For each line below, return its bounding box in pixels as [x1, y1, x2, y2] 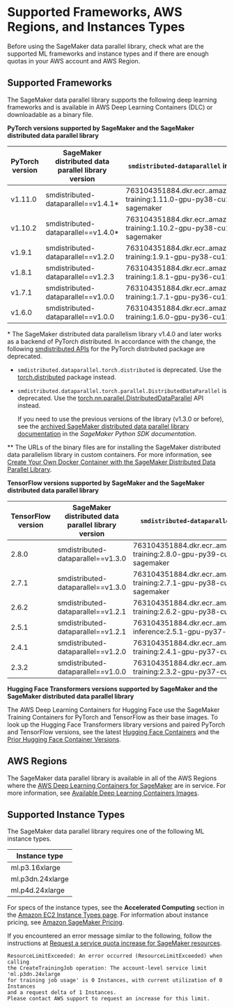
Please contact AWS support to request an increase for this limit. [7, 995, 210, 1002]
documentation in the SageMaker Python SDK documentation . [17, 429, 197, 437]
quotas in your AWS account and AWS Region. [7, 56, 141, 65]
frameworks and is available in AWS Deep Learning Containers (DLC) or [7, 102, 213, 111]
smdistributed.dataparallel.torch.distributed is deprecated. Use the [17, 365, 222, 373]
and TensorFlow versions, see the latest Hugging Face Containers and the [7, 727, 220, 736]
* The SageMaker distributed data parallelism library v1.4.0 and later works [7, 329, 222, 338]
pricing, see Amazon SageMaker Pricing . [7, 918, 125, 926]
